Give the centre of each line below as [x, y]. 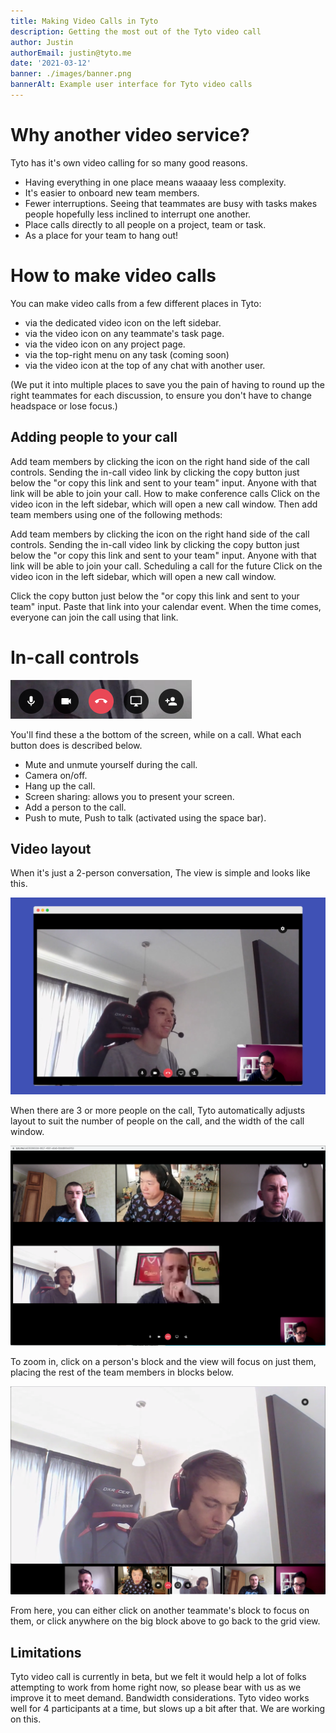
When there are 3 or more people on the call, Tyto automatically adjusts [158, 1111]
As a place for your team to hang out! [101, 235]
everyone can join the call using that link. [94, 617]
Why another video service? [130, 135]
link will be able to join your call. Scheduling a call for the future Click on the [166, 566]
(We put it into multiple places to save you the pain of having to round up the [167, 384]
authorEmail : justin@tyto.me [71, 53]
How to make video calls [113, 276]
